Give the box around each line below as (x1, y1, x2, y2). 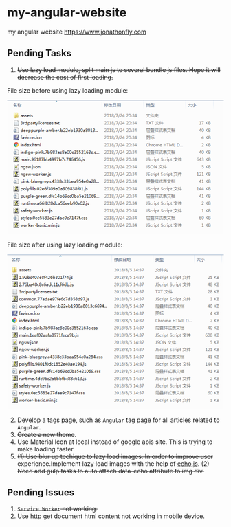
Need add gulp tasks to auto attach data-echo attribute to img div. (16, 467, 205, 475)
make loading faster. (16, 445, 76, 453)
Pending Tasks (7, 47, 72, 59)
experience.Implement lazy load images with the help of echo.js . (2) (16, 459, 210, 468)
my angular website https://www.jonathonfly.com (7, 27, 146, 36)
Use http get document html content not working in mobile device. (16, 512, 205, 520)
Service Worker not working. (16, 505, 98, 513)
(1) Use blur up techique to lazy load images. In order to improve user (16, 452, 213, 460)
